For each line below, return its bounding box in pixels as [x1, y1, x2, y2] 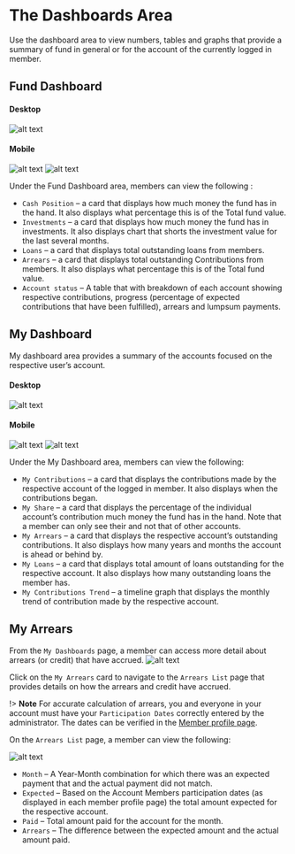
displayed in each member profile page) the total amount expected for [21, 796, 277, 807]
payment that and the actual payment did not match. [21, 778, 213, 789]
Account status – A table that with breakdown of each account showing [21, 282, 283, 293]
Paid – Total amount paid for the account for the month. [21, 815, 223, 826]
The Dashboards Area [9, 5, 173, 26]
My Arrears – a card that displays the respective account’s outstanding [21, 530, 278, 541]
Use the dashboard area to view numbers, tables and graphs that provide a [9, 35, 283, 45]
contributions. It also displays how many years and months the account [21, 539, 282, 550]
